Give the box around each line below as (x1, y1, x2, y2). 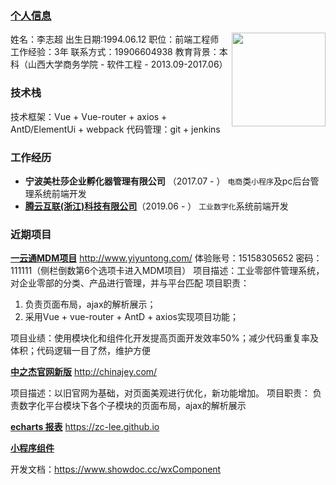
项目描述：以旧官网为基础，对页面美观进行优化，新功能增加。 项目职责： (10, 387, 311, 399)
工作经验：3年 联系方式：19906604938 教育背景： (10, 46, 220, 58)
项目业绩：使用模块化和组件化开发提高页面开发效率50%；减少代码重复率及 (10, 332, 319, 344)
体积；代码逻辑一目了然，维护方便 (10, 345, 151, 357)
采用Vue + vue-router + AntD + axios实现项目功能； (24, 311, 239, 323)
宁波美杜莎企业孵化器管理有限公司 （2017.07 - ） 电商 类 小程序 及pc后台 (24, 175, 311, 187)
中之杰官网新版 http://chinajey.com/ (10, 366, 158, 378)
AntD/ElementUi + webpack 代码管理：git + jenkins (10, 123, 221, 135)
